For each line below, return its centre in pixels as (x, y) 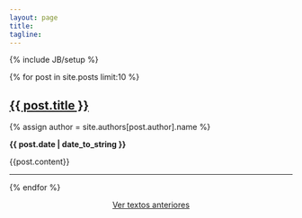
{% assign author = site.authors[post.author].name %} (110, 127)
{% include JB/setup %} (54, 60)
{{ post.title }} (49, 105)
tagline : (26, 34)
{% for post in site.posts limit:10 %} (75, 77)
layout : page (34, 17)
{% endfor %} (35, 187)
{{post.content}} (40, 161)
